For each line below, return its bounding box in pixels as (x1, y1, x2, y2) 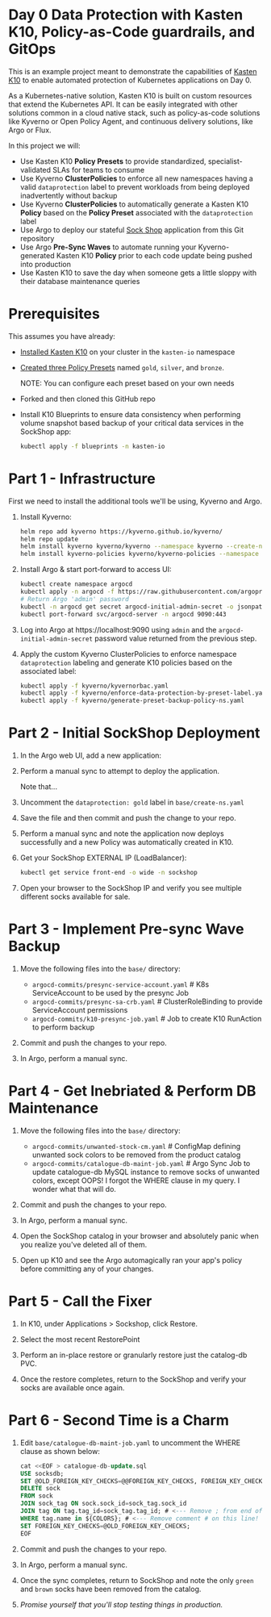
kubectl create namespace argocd (19, 580, 133, 588)
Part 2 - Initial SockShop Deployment (8, 724, 261, 742)
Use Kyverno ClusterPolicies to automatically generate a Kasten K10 (19, 199, 249, 209)
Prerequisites (8, 305, 101, 324)
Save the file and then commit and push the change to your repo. (19, 813, 236, 823)
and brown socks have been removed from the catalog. (19, 1584, 202, 1594)
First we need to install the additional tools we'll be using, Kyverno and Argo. (8, 496, 262, 506)
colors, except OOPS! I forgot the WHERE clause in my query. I (31, 1176, 240, 1185)
